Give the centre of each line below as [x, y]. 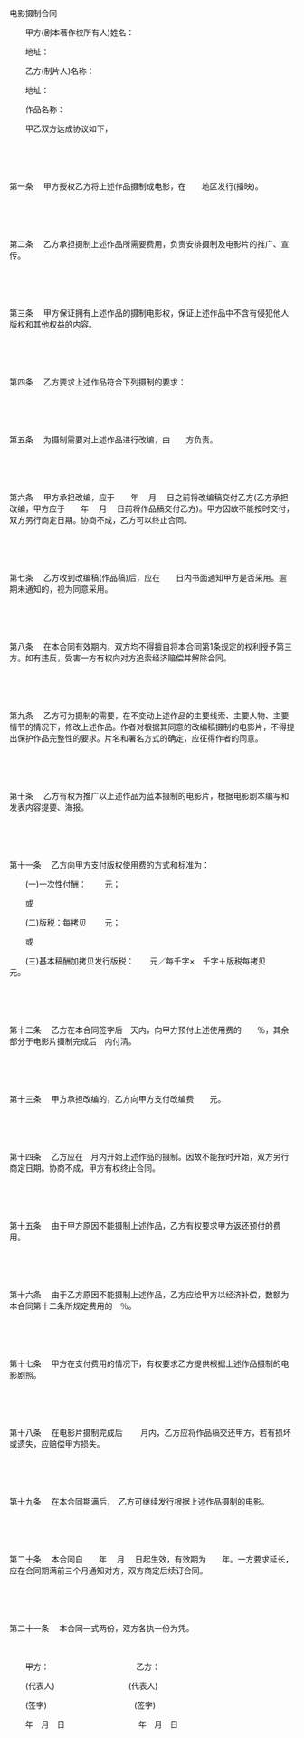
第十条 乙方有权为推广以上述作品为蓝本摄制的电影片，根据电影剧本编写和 [149, 796]
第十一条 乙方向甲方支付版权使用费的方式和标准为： [109, 865]
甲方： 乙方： [92, 1667]
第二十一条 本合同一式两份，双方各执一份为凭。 [100, 1628]
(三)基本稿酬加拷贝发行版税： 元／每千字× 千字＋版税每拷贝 [146, 961]
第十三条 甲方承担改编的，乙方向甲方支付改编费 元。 [118, 1099]
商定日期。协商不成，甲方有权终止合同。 [85, 1168]
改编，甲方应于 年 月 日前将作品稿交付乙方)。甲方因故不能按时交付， [152, 508]
